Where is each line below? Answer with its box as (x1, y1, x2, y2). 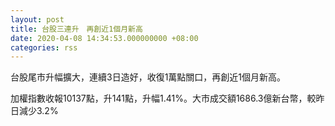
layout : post (10, 14, 65, 25)
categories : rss (10, 42, 78, 53)
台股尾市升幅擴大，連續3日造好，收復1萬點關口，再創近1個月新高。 (10, 71, 287, 83)
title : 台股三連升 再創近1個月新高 (10, 24, 143, 34)
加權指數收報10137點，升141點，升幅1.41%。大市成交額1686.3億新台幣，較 (10, 92, 317, 105)
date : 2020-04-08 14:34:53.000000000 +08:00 (10, 33, 199, 43)
